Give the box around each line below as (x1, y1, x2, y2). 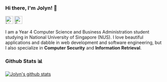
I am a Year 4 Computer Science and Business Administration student (5, 29, 149, 35)
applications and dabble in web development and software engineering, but (5, 39, 162, 45)
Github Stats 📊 (5, 57, 43, 64)
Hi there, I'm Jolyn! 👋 (5, 4, 57, 11)
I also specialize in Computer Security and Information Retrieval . (5, 45, 142, 51)
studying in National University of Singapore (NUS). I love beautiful (5, 34, 143, 40)
